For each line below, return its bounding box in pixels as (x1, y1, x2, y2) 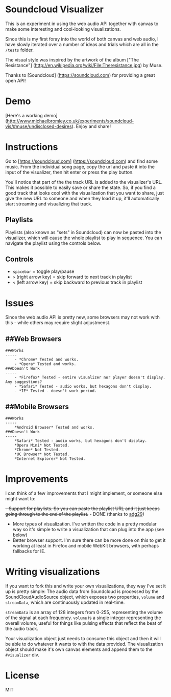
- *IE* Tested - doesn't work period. (14, 388, 97, 394)
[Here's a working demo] (5, 112, 58, 118)
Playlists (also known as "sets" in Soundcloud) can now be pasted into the (5, 229, 162, 235)
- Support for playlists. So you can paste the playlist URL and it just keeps (5, 505, 160, 512)
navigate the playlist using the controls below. (5, 240, 102, 246)
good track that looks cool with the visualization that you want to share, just (5, 189, 164, 196)
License (5, 670, 40, 682)
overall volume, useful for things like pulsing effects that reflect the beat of (5, 620, 162, 626)
